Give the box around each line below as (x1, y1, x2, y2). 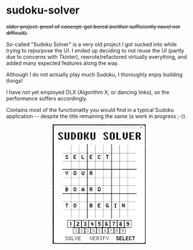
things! (6, 77, 23, 84)
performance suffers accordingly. (6, 95, 88, 102)
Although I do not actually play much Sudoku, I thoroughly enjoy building (6, 71, 183, 78)
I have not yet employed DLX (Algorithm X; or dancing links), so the (6, 88, 170, 96)
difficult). (6, 29, 28, 36)
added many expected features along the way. (6, 60, 119, 67)
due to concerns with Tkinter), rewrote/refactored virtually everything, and (6, 53, 187, 60)
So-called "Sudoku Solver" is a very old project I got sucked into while (6, 41, 177, 48)
